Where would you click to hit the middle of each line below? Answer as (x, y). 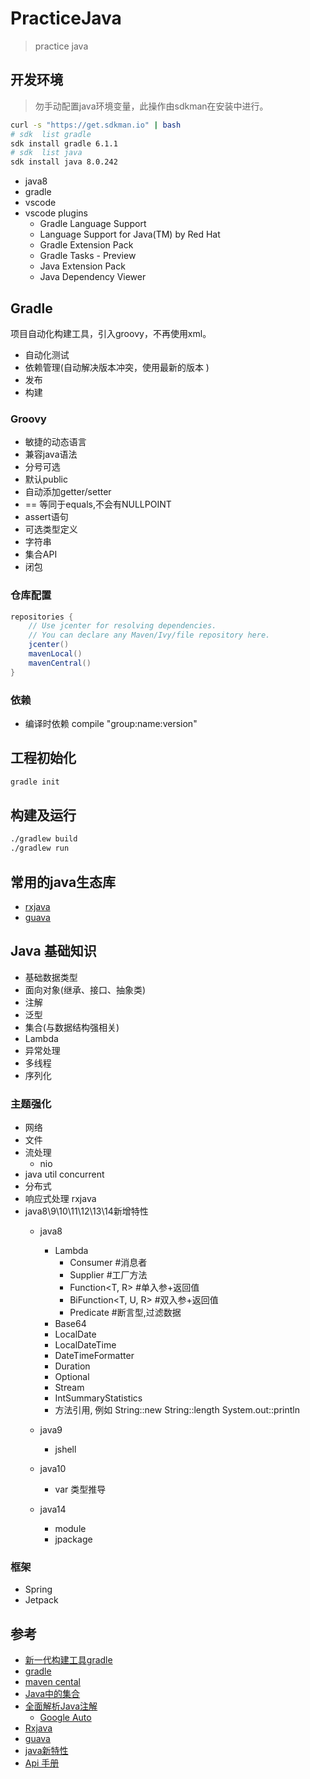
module (70, 1529)
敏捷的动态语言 (55, 442)
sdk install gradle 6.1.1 (64, 143)
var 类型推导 (80, 1489)
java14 (53, 1509)
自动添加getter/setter (68, 492)
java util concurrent (64, 1174)
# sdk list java (46, 153)
